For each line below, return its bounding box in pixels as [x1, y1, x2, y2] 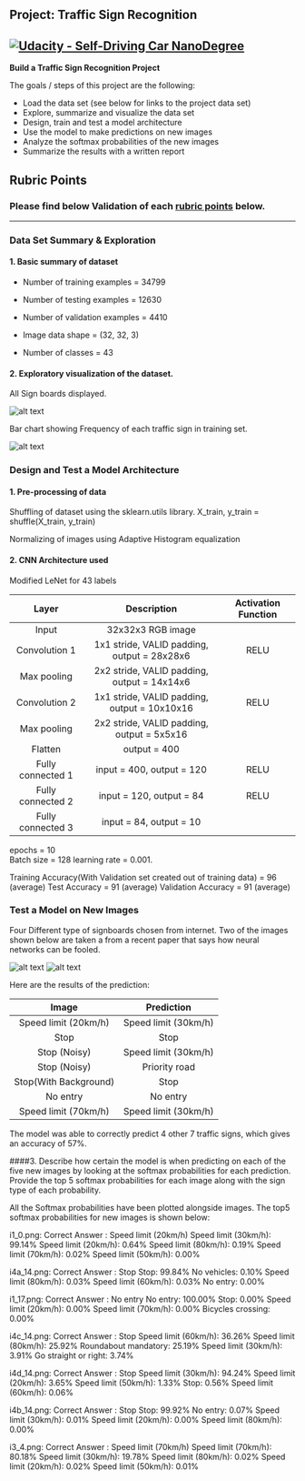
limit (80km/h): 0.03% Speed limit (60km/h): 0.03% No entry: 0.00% [9, 1275, 265, 1286]
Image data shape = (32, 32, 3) [22, 329, 139, 340]
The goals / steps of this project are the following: [9, 80, 195, 91]
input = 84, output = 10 [101, 815, 202, 828]
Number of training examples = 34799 [22, 277, 166, 287]
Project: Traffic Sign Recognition [9, 7, 198, 23]
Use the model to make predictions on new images [22, 126, 213, 137]
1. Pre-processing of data [9, 486, 107, 497]
